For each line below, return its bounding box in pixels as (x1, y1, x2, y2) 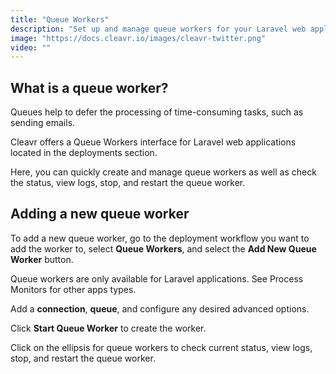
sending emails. (10, 117, 76, 129)
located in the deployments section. (10, 147, 158, 159)
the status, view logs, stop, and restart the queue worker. (10, 177, 246, 189)
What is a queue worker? (10, 79, 169, 96)
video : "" (10, 42, 52, 53)
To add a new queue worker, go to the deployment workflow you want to (10, 232, 310, 244)
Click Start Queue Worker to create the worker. (10, 322, 207, 334)
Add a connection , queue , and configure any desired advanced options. (10, 302, 310, 315)
